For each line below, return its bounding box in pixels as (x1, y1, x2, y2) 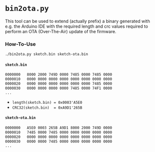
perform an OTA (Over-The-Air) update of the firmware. (5, 28, 116, 34)
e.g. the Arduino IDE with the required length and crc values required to (5, 23, 148, 29)
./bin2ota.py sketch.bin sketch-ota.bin (5, 52, 89, 57)
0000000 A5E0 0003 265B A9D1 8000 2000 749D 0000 (5, 125, 112, 130)
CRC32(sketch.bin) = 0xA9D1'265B (12, 105, 82, 110)
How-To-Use (5, 40, 36, 47)
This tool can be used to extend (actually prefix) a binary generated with (5, 18, 150, 24)
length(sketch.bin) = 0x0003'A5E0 (12, 100, 82, 105)
